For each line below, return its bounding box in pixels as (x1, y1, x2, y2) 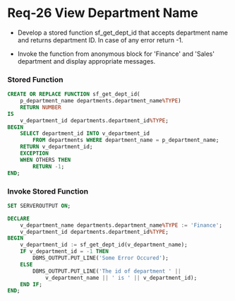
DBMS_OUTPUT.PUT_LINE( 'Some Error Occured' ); (32, 254, 169, 262)
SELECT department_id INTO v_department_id (20, 130, 150, 137)
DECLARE (7, 215, 30, 222)
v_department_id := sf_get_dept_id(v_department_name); (20, 242, 188, 249)
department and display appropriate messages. (17, 57, 156, 65)
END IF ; (20, 281, 42, 288)
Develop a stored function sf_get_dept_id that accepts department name (17, 28, 228, 37)
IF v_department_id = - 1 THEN (20, 248, 109, 255)
